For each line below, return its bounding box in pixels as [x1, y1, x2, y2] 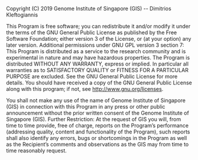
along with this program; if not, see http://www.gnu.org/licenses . [6, 86, 164, 92]
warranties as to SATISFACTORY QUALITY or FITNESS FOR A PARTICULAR [6, 67, 189, 73]
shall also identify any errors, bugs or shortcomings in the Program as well [6, 135, 187, 141]
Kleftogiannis [6, 11, 38, 18]
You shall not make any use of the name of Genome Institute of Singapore [6, 97, 186, 104]
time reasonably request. [6, 147, 67, 154]
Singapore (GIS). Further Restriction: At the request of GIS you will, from [6, 116, 181, 123]
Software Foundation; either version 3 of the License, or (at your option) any [6, 35, 191, 42]
